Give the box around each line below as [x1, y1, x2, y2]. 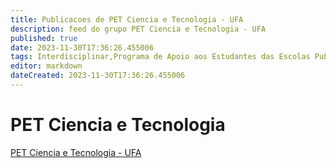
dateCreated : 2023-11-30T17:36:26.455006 [10, 71, 186, 81]
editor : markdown [10, 61, 83, 71]
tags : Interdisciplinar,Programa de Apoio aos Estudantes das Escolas [10, 52, 311, 62]
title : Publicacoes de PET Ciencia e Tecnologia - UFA [10, 14, 244, 25]
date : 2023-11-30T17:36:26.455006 [10, 42, 155, 53]
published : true [10, 33, 78, 43]
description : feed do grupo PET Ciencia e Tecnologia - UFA [10, 24, 267, 34]
